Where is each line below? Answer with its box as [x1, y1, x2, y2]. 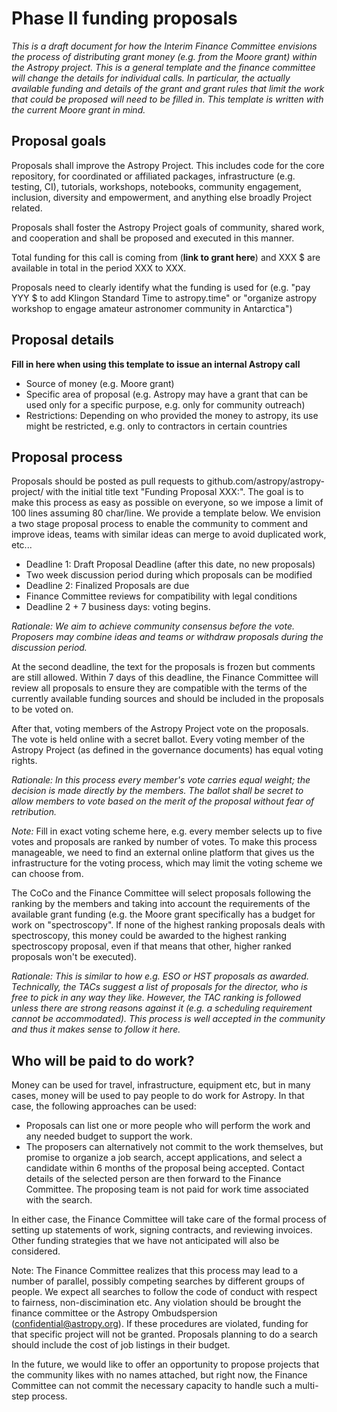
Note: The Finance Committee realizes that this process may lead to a [11, 1265, 299, 1277]
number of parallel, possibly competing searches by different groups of [11, 1275, 306, 1287]
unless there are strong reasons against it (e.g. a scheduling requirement [11, 1002, 313, 1014]
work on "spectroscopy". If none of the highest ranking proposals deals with [11, 919, 326, 931]
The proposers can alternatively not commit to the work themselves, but [25, 1141, 324, 1153]
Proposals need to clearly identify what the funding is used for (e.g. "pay [11, 281, 311, 293]
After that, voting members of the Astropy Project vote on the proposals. [11, 723, 309, 735]
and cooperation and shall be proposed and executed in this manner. [11, 232, 295, 244]
